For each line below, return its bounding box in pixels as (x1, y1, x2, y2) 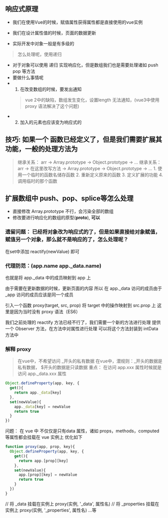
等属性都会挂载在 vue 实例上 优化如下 (5, 434, 83, 440)
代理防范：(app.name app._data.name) (5, 262, 102, 269)
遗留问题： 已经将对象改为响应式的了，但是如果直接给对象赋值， (5, 229, 160, 236)
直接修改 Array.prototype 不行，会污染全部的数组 (12, 208, 114, 214)
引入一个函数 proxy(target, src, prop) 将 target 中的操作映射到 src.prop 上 (5, 303, 156, 309)
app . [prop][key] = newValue (18, 472, 78, 477)
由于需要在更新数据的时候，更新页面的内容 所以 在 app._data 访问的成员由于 (5, 285, 162, 291)
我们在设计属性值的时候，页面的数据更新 (12, 30, 96, 36)
